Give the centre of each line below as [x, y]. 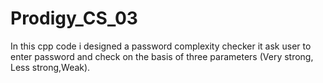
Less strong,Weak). [50, 67]
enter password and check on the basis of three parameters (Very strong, [162, 56]
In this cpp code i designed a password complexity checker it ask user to [161, 46]
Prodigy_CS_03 [74, 18]
